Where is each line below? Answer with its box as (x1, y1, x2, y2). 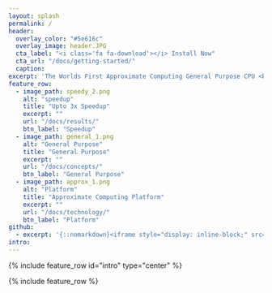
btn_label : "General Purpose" (23, 170, 125, 179)
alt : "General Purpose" (23, 140, 104, 149)
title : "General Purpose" (23, 148, 111, 156)
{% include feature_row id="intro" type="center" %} (8, 261, 183, 270)
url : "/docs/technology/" (23, 208, 111, 216)
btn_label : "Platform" (23, 216, 100, 224)
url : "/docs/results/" (23, 118, 100, 126)
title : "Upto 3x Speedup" (23, 102, 111, 110)
